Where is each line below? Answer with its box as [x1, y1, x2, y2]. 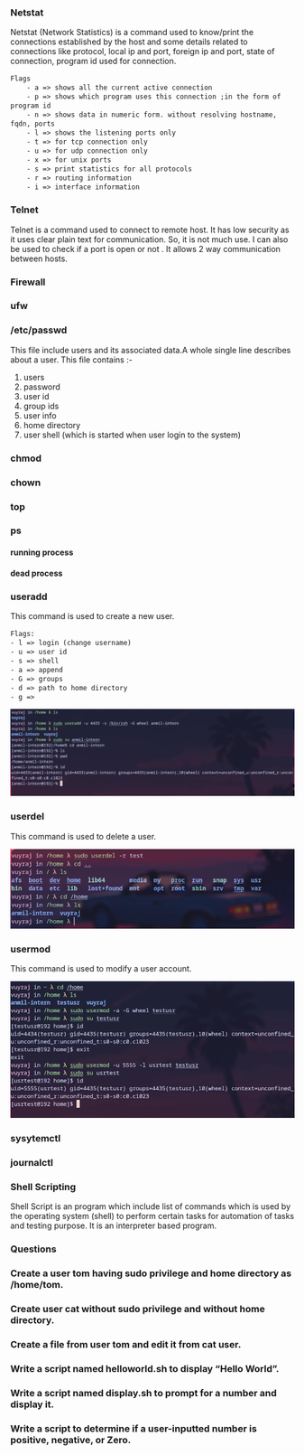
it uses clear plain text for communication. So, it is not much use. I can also [10, 233, 289, 245]
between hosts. [10, 253, 69, 264]
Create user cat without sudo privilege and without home [10, 1303, 265, 1316]
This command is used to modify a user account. [10, 963, 192, 974]
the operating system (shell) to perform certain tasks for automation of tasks [10, 1211, 295, 1222]
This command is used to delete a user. [10, 831, 157, 841]
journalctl [10, 1157, 53, 1169]
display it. [10, 1398, 55, 1411]
